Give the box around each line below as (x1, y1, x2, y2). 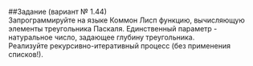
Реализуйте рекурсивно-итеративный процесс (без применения (8, 41, 231, 51)
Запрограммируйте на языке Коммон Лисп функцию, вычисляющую (8, 15, 245, 25)
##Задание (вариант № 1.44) (8, 7, 107, 16)
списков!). (8, 50, 44, 59)
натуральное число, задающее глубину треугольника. (8, 32, 195, 42)
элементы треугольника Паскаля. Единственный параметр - (8, 24, 218, 33)
